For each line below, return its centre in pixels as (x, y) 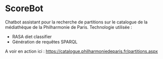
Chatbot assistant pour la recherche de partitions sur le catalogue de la (76, 22)
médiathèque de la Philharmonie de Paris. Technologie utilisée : (69, 27)
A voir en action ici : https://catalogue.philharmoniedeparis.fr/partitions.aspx (81, 51)
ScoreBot (24, 9)
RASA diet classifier (32, 37)
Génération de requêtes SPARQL (45, 41)
